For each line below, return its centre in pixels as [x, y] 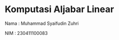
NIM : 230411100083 [26, 33]
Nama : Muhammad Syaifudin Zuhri [42, 23]
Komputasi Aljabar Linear [59, 9]
